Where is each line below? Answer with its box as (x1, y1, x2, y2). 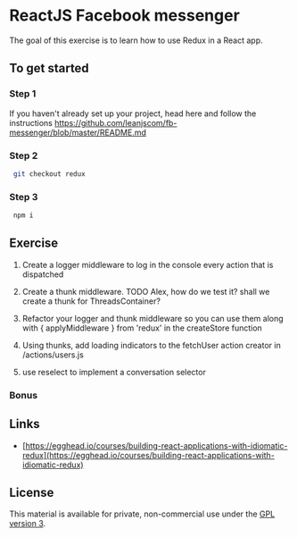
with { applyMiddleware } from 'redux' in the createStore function (21, 323, 263, 333)
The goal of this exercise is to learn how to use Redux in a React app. (9, 35, 263, 46)
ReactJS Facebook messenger (9, 5, 241, 26)
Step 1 (9, 88, 37, 100)
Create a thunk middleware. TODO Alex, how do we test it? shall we (21, 286, 270, 297)
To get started (9, 61, 89, 76)
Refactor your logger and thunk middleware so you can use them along (21, 313, 284, 323)
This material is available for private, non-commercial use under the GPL (9, 508, 276, 519)
